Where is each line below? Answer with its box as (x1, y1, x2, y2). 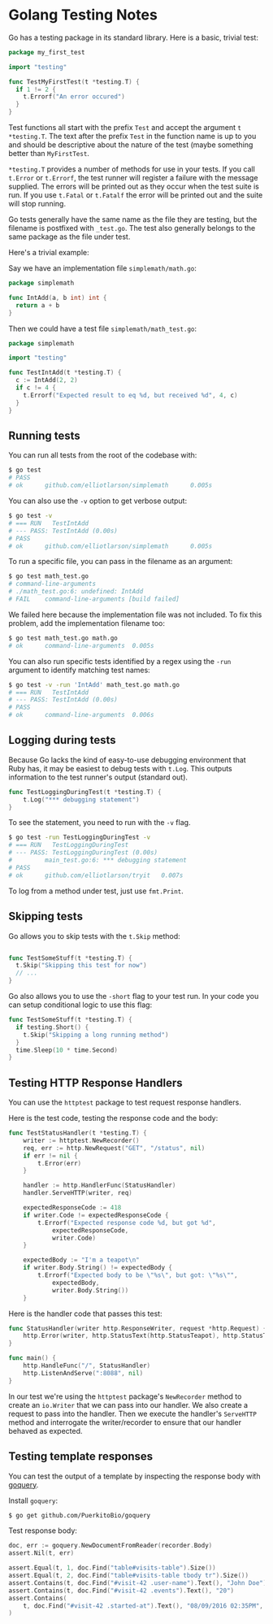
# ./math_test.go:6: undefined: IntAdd (8, 588, 144, 596)
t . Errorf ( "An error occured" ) (23, 93, 126, 101)
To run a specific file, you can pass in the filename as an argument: (8, 557, 233, 567)
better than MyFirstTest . (8, 149, 89, 158)
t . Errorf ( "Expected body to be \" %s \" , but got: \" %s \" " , (37, 1271, 238, 1279)
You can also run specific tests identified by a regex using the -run (8, 656, 232, 666)
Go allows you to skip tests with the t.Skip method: (8, 931, 180, 940)
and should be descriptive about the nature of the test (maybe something (8, 140, 253, 150)
